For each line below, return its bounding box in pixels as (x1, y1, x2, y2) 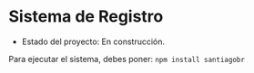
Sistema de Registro (8, 6, 164, 27)
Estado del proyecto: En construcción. (21, 36, 166, 47)
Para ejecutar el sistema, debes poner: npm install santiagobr (8, 53, 245, 64)
